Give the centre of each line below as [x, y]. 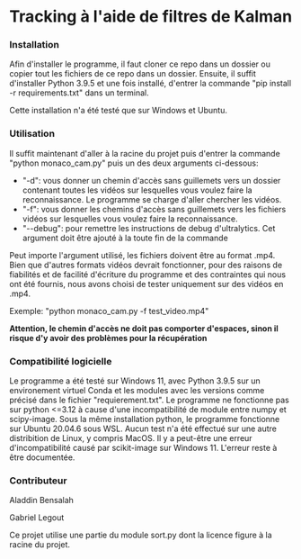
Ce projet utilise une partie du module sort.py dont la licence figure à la [141, 535]
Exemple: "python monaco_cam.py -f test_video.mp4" [109, 311]
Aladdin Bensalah [42, 500]
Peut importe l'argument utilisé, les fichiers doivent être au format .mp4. [142, 255]
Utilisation [32, 134]
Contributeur [38, 481]
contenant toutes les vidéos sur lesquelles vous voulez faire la [137, 190]
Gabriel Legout [37, 518]
